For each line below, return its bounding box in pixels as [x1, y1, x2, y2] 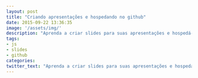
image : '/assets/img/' [6, 25, 62, 31]
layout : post [6, 8, 38, 15]
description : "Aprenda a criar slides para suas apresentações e [6, 30, 170, 36]
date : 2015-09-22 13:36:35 [6, 19, 72, 25]
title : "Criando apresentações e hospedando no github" [6, 14, 146, 20]
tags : [6, 36, 19, 42]
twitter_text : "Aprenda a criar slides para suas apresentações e [6, 63, 173, 69]
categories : [6, 57, 35, 63]
